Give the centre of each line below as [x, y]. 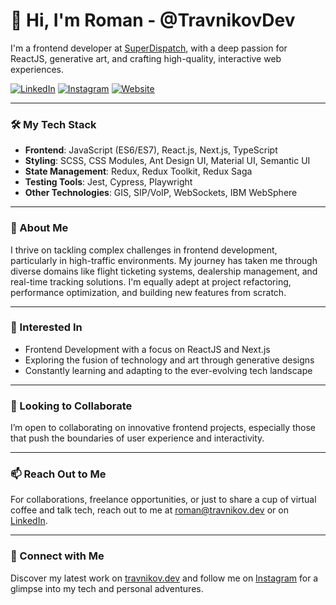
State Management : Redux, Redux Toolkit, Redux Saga [138, 171]
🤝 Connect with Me [57, 556]
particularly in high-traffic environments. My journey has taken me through [164, 260]
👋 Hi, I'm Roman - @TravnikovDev [153, 20]
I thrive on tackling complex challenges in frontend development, [144, 250]
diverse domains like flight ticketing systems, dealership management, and [164, 271]
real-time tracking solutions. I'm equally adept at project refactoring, [151, 281]
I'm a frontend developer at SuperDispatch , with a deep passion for [149, 48]
